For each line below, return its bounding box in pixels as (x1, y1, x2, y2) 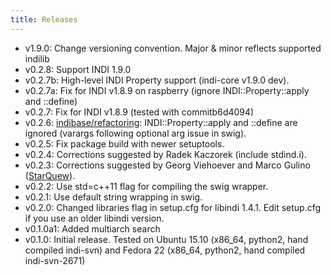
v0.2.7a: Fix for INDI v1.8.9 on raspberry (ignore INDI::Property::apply (24, 84, 310, 96)
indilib (24, 52, 50, 65)
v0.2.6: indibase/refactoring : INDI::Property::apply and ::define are (24, 116, 298, 128)
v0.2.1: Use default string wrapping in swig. (24, 191, 203, 203)
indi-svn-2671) (24, 254, 86, 266)
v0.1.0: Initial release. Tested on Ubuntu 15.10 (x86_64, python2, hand (24, 233, 309, 245)
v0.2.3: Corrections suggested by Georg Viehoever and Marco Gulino (24, 159, 311, 171)
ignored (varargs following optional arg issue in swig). (24, 127, 247, 139)
